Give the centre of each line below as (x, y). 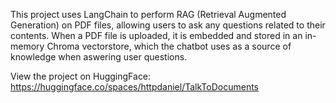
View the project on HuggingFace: (81, 76)
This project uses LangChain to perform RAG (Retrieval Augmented (148, 14)
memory (27, 46)
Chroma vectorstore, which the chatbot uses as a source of (169, 46)
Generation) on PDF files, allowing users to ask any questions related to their (168, 25)
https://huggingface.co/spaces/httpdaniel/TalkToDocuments (135, 87)
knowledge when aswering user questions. (99, 57)
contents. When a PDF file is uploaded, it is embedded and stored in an (156, 35)
